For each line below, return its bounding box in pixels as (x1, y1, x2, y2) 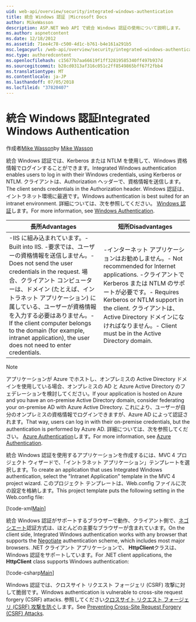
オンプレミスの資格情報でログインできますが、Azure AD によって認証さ (16, 411, 188, 418)
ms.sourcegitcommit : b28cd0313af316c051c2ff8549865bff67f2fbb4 (6, 63, 163, 69)
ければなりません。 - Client (103, 321, 177, 329)
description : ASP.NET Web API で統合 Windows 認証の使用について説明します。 (6, 25, 183, 31)
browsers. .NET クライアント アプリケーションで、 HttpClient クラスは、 (6, 544, 180, 551)
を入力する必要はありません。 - (9, 311, 94, 319)
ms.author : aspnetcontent (6, 30, 69, 36)
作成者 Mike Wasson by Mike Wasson (6, 145, 93, 152)
